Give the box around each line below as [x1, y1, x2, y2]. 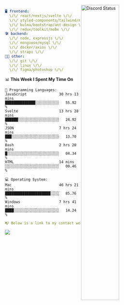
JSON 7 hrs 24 [5, 126, 77, 131]
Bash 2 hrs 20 [5, 143, 77, 148]
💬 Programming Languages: [5, 88, 57, 92]
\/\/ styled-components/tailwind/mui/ [9, 18, 88, 23]
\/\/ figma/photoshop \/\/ [9, 67, 64, 72]
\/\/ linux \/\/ [9, 63, 42, 68]
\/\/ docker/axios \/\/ [9, 45, 57, 50]
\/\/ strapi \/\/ [9, 49, 44, 54]
